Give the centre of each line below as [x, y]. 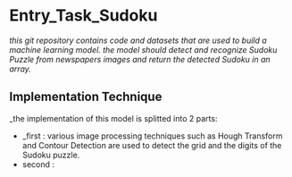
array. [20, 69]
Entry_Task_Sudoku [83, 16]
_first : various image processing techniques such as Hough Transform [152, 136]
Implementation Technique [86, 97]
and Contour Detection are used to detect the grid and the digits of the [152, 145]
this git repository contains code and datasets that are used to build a [138, 40]
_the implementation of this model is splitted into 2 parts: [113, 118]
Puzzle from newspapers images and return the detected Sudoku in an [140, 59]
